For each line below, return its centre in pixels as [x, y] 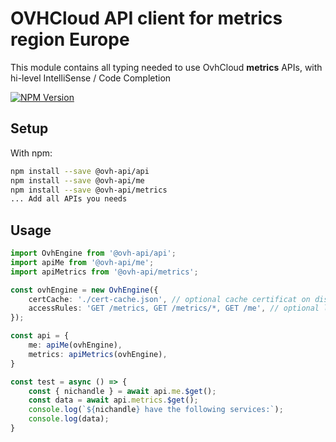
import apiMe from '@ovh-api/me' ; [82, 262]
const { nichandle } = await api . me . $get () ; [122, 391]
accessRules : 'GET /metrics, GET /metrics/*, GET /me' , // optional [174, 308]
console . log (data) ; [69, 419]
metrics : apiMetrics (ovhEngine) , [98, 354]
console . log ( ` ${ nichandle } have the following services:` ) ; [156, 410]
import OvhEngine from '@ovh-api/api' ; [93, 253]
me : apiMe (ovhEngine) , [75, 345]
